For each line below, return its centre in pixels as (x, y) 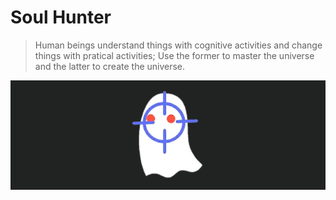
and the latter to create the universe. (110, 66)
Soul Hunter (61, 17)
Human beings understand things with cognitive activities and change (178, 45)
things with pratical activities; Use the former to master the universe (174, 55)
